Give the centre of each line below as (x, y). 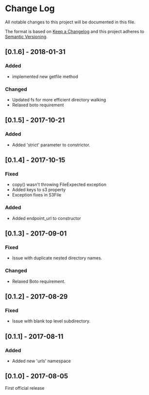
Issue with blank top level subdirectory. (51, 321)
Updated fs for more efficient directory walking (59, 99)
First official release (25, 388)
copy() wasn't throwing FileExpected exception (59, 185)
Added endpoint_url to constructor (47, 218)
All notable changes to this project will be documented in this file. (70, 22)
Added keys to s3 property (39, 190)
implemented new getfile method (45, 77)
